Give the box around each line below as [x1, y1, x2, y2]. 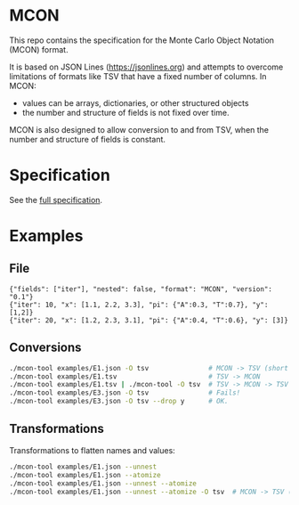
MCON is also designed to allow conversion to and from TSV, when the [9, 124, 270, 134]
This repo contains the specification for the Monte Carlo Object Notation [9, 35, 274, 45]
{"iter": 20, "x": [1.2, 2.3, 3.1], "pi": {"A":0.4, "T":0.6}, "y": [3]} [9, 315, 289, 325]
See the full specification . [9, 194, 103, 205]
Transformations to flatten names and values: [9, 444, 175, 455]
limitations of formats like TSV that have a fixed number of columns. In [9, 70, 267, 81]
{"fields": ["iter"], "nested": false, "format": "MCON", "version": [9, 284, 273, 294]
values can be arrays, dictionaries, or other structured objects [21, 97, 249, 108]
